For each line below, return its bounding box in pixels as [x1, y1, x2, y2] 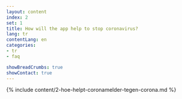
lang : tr [6, 31, 28, 37]
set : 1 [6, 20, 23, 26]
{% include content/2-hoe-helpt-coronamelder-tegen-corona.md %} [6, 86, 177, 94]
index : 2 [6, 14, 28, 20]
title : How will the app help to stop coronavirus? [6, 25, 138, 32]
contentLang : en [6, 37, 47, 43]
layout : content [6, 8, 47, 15]
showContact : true [6, 70, 52, 76]
